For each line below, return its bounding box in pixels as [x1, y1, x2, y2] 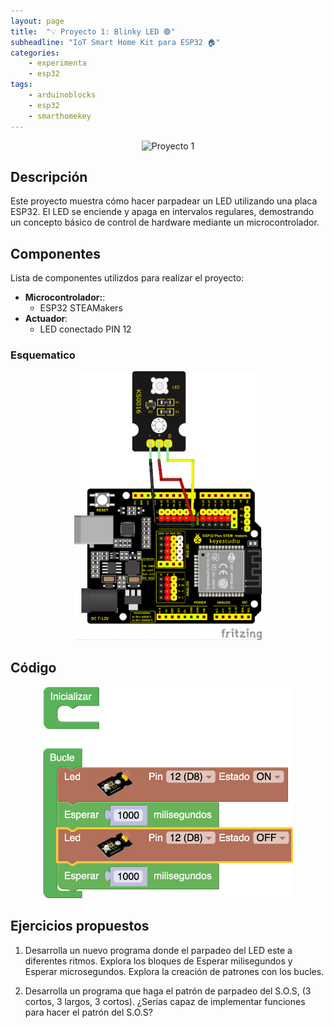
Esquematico [10, 348, 76, 362]
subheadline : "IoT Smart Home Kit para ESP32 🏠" [10, 37, 221, 47]
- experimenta [28, 58, 87, 69]
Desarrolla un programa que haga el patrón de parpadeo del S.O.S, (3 [24, 985, 312, 997]
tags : [10, 80, 33, 90]
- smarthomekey [28, 111, 92, 121]
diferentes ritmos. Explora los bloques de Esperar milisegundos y [24, 955, 293, 967]
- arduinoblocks [28, 90, 97, 100]
